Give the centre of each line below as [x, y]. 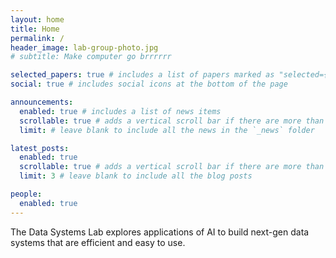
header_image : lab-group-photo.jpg [84, 47]
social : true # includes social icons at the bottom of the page [149, 84]
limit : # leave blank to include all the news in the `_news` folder [167, 130]
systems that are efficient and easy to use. [98, 242]
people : [26, 194]
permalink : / [37, 38]
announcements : [42, 102]
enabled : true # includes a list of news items [120, 111]
